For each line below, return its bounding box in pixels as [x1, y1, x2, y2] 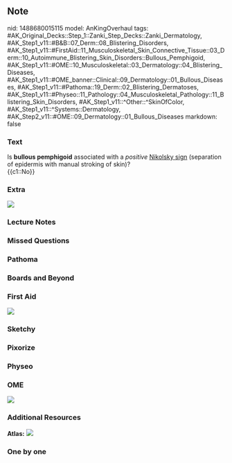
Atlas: [7, 429, 25, 437]
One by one [7, 446, 47, 456]
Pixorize [7, 343, 36, 353]
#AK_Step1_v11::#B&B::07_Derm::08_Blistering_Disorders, [7, 38, 169, 47]
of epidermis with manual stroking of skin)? [7, 160, 131, 168]
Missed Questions [7, 236, 70, 245]
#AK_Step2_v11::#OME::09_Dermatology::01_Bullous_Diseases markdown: [7, 112, 217, 121]
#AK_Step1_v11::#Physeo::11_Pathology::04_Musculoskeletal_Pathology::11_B [7, 90, 224, 98]
